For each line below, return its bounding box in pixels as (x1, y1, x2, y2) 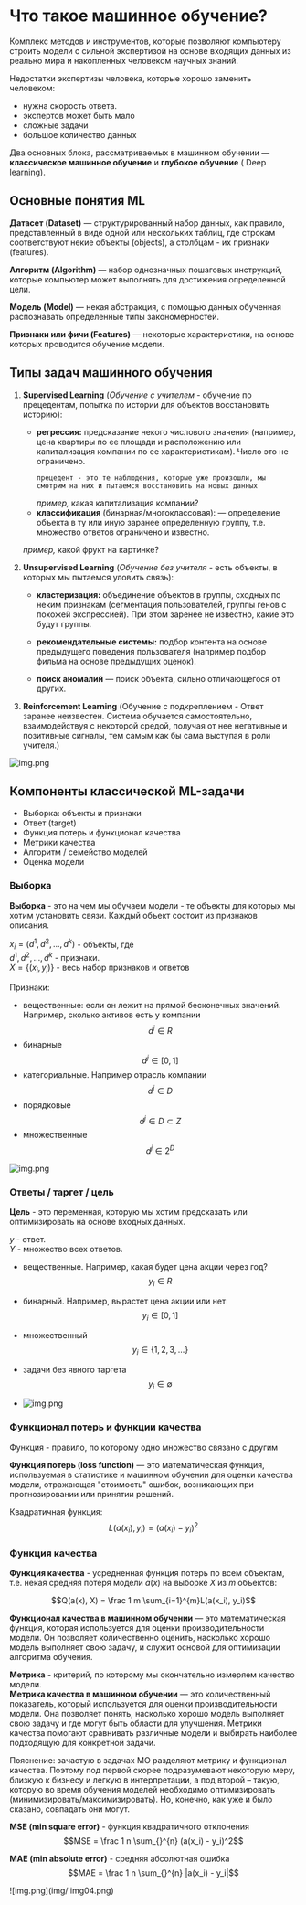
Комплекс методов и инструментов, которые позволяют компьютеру (9, 36, 281, 47)
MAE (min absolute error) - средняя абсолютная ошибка (9, 1853, 230, 1865)
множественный (22, 1329, 88, 1340)
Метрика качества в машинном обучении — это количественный (9, 1688, 271, 1700)
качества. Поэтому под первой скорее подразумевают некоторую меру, (9, 1765, 295, 1776)
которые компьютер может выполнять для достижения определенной (9, 273, 286, 284)
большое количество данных (22, 129, 137, 140)
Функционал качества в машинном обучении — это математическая (9, 1612, 286, 1623)
